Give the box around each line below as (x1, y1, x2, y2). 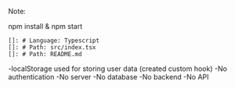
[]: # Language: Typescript (8, 37, 100, 44)
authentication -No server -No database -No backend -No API (8, 72, 209, 81)
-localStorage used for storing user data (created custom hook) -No (8, 64, 227, 73)
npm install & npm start (8, 22, 83, 30)
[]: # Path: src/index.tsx (8, 44, 96, 51)
